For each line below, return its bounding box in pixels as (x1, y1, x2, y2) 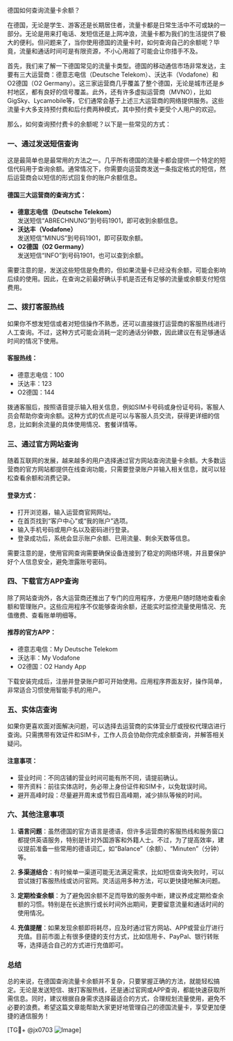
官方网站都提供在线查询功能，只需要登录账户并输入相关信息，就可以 (25, 465, 220, 474)
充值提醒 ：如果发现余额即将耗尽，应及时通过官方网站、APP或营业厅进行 (17, 923, 224, 932)
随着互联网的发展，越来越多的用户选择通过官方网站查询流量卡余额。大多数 (7, 456, 220, 465)
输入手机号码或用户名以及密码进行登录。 (17, 525, 133, 533)
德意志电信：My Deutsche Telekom (17, 645, 118, 653)
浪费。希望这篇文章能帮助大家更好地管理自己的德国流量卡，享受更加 (25, 1003, 220, 1012)
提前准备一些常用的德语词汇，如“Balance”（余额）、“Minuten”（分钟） (23, 844, 223, 853)
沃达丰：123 (17, 380, 52, 387)
